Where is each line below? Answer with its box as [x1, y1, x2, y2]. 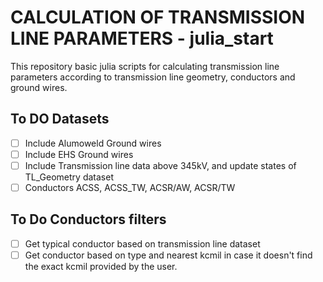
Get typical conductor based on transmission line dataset [24, 237, 261, 250]
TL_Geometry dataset [24, 171, 114, 183]
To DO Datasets [10, 111, 110, 128]
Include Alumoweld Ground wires [24, 137, 162, 149]
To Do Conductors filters [10, 211, 167, 228]
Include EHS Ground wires [24, 148, 134, 160]
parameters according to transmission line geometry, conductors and [10, 71, 296, 83]
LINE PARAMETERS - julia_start [10, 27, 274, 50]
